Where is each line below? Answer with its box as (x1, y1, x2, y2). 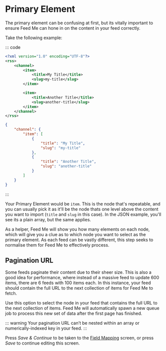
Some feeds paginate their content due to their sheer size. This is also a (5, 269, 152, 275)
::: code (5, 44, 21, 50)
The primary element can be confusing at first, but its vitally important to (5, 20, 154, 26)
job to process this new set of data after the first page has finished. (5, 310, 143, 316)
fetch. (5, 291, 17, 297)
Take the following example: (5, 35, 62, 41)
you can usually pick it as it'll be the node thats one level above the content (5, 206, 159, 212)
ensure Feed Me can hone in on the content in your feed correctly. (5, 25, 141, 31)
